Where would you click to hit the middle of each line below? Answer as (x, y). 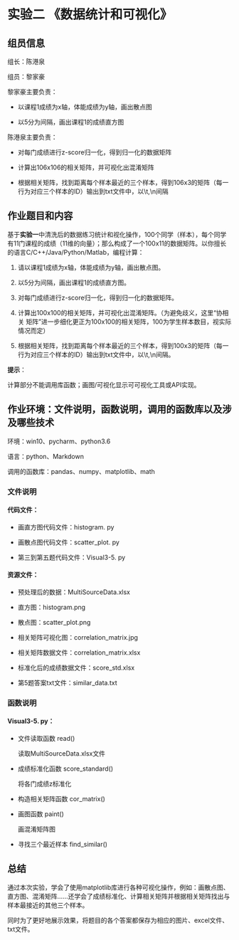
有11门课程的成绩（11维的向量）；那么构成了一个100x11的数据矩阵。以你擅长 (117, 243)
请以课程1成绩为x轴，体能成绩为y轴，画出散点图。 (91, 267)
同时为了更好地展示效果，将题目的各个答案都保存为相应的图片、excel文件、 (118, 920)
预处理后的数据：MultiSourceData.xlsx (74, 592)
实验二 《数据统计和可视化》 (90, 15)
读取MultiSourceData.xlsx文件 (61, 754)
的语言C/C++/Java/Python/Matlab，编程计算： (76, 252)
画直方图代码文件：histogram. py (66, 527)
